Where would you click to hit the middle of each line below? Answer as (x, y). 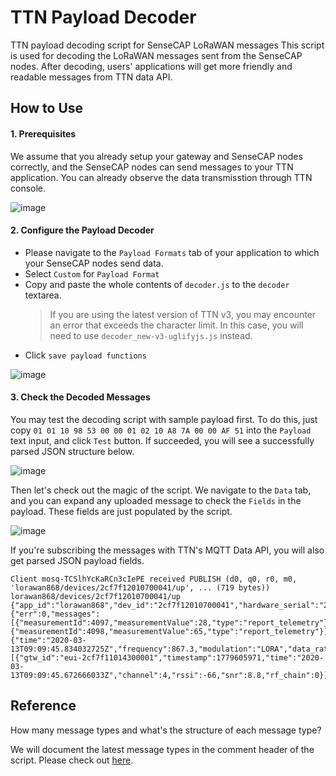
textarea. (43, 295)
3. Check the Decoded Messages (80, 397)
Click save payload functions (85, 355)
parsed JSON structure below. (72, 451)
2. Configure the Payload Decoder (82, 230)
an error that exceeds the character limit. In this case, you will (176, 325)
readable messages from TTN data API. (91, 77)
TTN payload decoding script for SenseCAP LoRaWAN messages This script (167, 45)
